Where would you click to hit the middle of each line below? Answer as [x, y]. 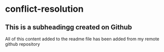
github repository [23, 44]
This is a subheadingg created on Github [68, 27]
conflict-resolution [44, 9]
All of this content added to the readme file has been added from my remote [82, 39]
